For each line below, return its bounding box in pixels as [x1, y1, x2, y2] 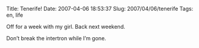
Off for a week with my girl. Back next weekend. [6, 23, 125, 30]
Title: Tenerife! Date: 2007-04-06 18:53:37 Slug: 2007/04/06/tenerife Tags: [6, 5, 194, 12]
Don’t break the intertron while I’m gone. [6, 35, 107, 41]
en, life [6, 11, 24, 19]
